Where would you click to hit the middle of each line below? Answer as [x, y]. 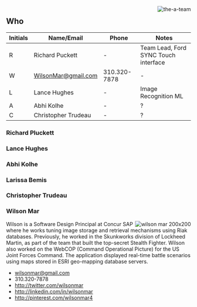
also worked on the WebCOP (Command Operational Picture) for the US [93, 249]
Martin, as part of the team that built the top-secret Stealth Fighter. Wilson [96, 243]
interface [153, 62]
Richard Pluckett [30, 132]
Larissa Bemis [26, 180]
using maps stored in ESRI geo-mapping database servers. [77, 261]
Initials [18, 37]
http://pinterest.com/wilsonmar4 [54, 298]
